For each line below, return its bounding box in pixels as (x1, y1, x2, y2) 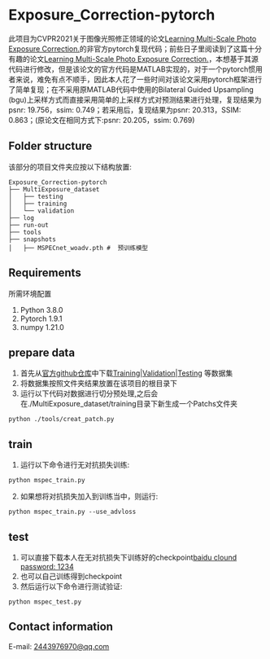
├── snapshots (8, 235, 57, 244)
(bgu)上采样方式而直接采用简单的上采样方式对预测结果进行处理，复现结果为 (8, 94, 262, 104)
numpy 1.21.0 (20, 322, 65, 332)
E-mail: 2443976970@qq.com (8, 641, 110, 651)
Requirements (8, 266, 81, 280)
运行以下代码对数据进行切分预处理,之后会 (20, 389, 159, 398)
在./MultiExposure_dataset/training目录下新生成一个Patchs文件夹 (20, 399, 238, 409)
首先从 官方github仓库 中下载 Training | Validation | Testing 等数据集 (20, 368, 233, 378)
